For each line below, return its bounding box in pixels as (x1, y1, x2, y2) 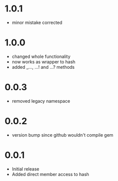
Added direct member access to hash (11, 171, 89, 177)
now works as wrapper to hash (11, 58, 76, 65)
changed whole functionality (11, 53, 71, 59)
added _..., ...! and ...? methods (11, 64, 75, 70)
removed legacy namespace (11, 98, 70, 104)
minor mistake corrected (11, 19, 63, 25)
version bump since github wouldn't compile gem (11, 132, 114, 138)
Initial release (11, 166, 39, 172)
